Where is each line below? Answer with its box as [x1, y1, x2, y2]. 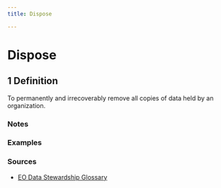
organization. [7, 101, 46, 110]
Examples [7, 138, 42, 148]
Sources [7, 157, 37, 167]
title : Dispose [7, 10, 52, 18]
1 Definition [7, 75, 59, 87]
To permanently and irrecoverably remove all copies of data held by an [7, 93, 214, 102]
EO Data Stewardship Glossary [17, 172, 108, 181]
